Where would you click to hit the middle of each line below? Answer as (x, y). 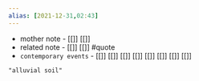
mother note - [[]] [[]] (55, 38)
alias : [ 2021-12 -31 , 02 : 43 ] (53, 16)
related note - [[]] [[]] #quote (67, 47)
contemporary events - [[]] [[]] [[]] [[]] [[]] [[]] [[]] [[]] (106, 55)
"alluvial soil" (35, 70)
